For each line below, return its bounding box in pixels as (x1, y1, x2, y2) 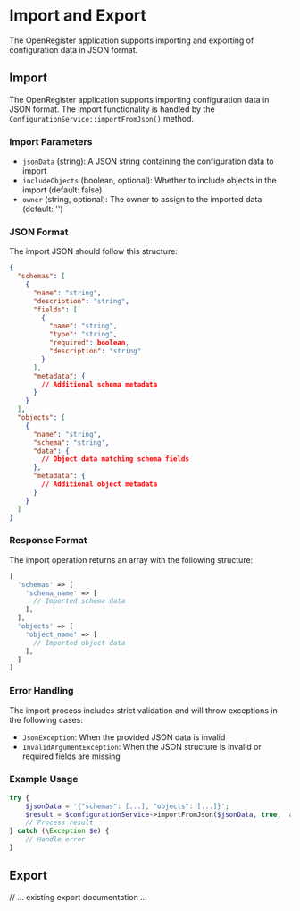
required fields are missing (21, 751, 121, 762)
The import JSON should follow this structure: (9, 246, 179, 257)
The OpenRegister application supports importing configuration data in (9, 94, 270, 105)
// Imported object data (32, 638, 126, 647)
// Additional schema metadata (41, 379, 158, 389)
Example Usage (9, 773, 79, 786)
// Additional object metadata (41, 480, 158, 489)
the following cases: (9, 714, 83, 725)
